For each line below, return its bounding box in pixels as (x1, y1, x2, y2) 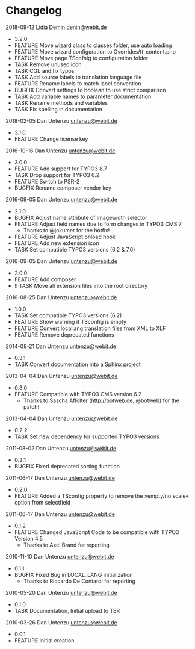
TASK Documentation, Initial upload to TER (14, 607, 120, 614)
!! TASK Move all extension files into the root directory (14, 282, 148, 289)
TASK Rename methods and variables (14, 99, 108, 106)
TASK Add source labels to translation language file (14, 73, 142, 81)
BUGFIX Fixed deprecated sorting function (14, 462, 120, 470)
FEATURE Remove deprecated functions (14, 331, 115, 338)
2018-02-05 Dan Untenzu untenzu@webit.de (5, 117, 118, 124)
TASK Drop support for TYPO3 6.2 (14, 171, 100, 178)
